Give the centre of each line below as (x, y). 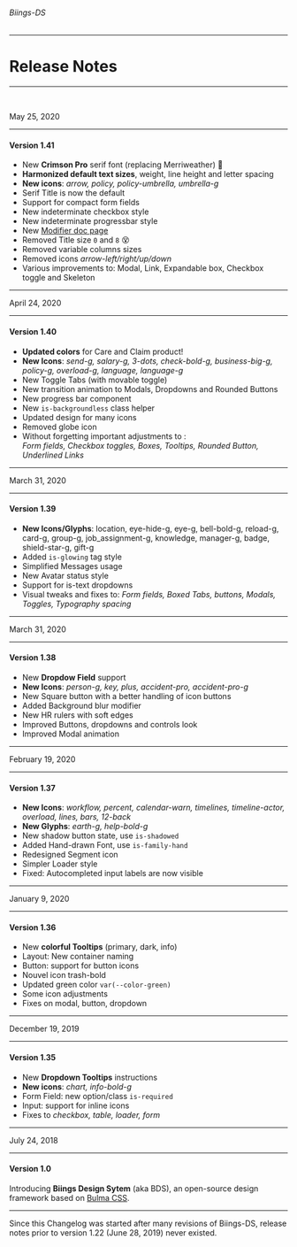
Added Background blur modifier (81, 705)
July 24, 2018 (34, 1140)
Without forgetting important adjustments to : (104, 436)
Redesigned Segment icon (70, 855)
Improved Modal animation (70, 734)
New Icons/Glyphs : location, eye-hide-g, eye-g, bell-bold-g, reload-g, (150, 528)
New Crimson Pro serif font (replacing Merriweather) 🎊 (122, 165)
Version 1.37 (32, 788)
